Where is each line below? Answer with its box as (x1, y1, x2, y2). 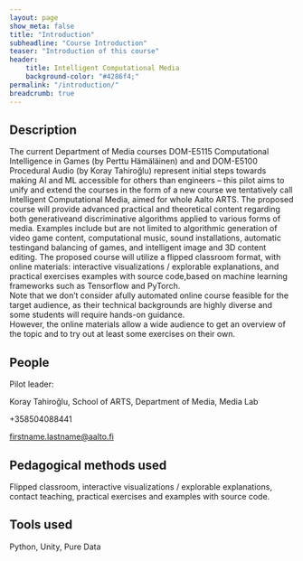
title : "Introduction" (9, 30, 95, 39)
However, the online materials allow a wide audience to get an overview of (9, 319, 287, 330)
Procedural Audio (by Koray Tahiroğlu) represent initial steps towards (9, 165, 267, 176)
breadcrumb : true (9, 89, 75, 98)
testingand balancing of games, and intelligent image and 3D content (9, 242, 267, 253)
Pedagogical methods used (9, 457, 167, 472)
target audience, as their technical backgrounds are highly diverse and (9, 300, 273, 311)
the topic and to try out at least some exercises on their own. (9, 329, 235, 340)
